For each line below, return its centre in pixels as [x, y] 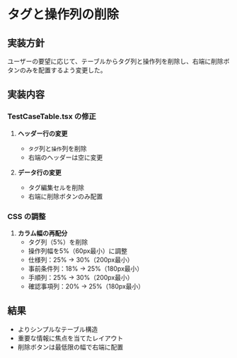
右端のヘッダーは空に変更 [65, 157]
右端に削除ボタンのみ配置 [65, 196]
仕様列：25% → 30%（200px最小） [81, 259]
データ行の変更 [39, 172]
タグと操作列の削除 [63, 15]
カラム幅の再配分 [42, 233]
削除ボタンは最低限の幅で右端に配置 [70, 347]
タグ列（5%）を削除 [58, 242]
